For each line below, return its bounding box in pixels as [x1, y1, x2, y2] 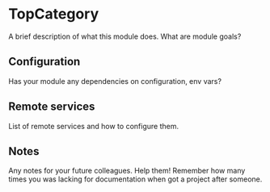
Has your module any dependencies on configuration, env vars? [8, 76, 222, 86]
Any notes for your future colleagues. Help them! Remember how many [8, 166, 246, 176]
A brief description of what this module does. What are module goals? [8, 31, 242, 41]
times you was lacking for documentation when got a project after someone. [8, 174, 263, 184]
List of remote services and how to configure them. [8, 121, 179, 131]
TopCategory [8, 5, 99, 23]
